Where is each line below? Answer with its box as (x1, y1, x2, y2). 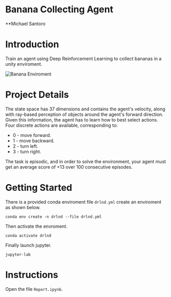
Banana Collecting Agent (5, 4, 114, 15)
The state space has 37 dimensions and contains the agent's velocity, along (5, 106, 165, 112)
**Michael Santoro (5, 21, 46, 27)
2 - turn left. (12, 143, 38, 149)
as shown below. (5, 204, 41, 210)
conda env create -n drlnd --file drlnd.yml (5, 214, 102, 219)
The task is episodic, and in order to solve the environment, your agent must (5, 158, 166, 165)
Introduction (5, 38, 59, 50)
